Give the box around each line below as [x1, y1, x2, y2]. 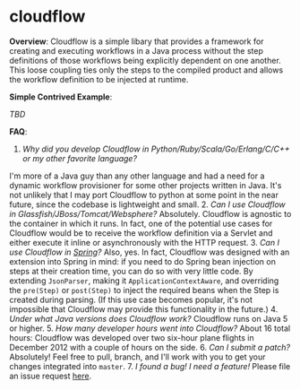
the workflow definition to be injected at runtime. [9, 74, 189, 84]
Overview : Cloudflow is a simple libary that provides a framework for [9, 36, 264, 47]
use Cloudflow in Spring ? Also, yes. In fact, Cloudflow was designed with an [9, 247, 290, 257]
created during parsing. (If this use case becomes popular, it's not [9, 294, 253, 305]
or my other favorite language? [21, 152, 137, 163]
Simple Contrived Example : [9, 91, 113, 102]
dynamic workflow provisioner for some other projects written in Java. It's [9, 179, 282, 190]
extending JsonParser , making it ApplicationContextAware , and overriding [9, 275, 279, 286]
